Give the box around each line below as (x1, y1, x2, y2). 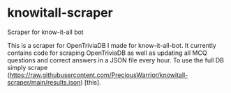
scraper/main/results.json (7, 78, 81, 86)
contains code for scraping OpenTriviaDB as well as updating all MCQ (7, 49, 207, 57)
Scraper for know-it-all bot (7, 28, 84, 36)
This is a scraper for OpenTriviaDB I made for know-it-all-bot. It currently (7, 41, 216, 49)
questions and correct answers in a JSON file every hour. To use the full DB (7, 56, 225, 64)
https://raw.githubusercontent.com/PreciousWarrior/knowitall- (9, 71, 188, 79)
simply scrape (7, 63, 48, 71)
